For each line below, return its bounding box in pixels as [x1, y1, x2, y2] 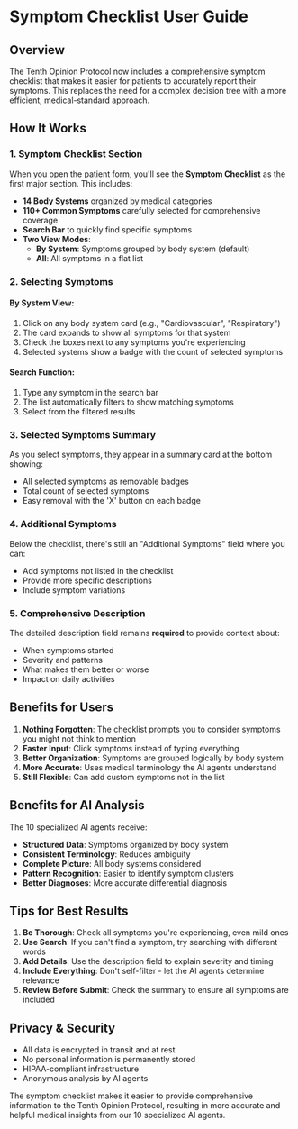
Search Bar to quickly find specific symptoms [22, 223, 193, 235]
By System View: [9, 297, 75, 308]
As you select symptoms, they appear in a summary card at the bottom [9, 449, 273, 460]
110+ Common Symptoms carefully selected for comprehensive [22, 205, 261, 215]
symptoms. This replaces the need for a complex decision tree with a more [9, 86, 287, 96]
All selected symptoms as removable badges [22, 476, 189, 487]
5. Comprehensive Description [9, 606, 146, 619]
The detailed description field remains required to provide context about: [9, 627, 281, 638]
